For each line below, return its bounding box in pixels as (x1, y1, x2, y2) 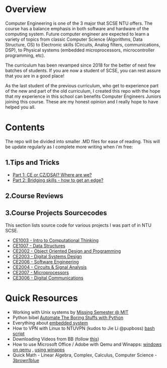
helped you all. (5, 104, 36, 110)
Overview (5, 4, 47, 15)
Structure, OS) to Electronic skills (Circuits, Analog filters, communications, (5, 41, 160, 47)
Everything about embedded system (12, 320, 88, 326)
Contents (5, 122, 45, 133)
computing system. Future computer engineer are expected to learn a (5, 31, 149, 37)
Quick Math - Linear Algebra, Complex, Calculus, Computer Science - (12, 352, 157, 358)
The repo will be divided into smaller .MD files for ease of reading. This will (5, 138, 160, 144)
